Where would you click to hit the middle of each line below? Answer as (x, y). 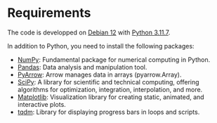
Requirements (49, 13)
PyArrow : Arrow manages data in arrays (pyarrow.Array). (99, 75)
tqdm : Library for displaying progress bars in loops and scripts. (108, 112)
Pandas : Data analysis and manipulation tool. (82, 67)
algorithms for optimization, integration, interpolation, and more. (110, 89)
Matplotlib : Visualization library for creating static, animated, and (111, 97)
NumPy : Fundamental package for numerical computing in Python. (114, 59)
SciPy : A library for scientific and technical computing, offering (108, 82)
